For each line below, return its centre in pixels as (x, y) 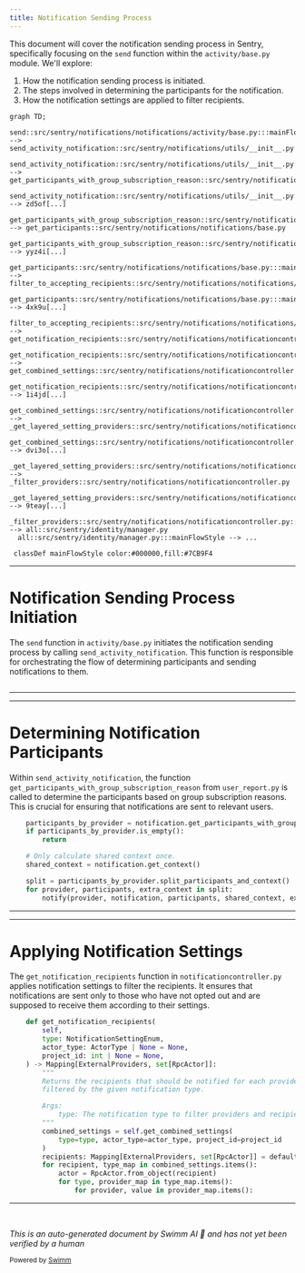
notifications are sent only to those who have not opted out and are (135, 996)
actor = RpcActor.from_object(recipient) (138, 1174)
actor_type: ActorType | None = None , (115, 1048)
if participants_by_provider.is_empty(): (105, 832)
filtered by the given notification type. (123, 1090)
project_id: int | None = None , (103, 1056)
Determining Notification (105, 733)
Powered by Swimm (40, 1260)
